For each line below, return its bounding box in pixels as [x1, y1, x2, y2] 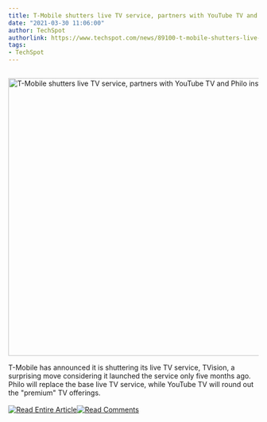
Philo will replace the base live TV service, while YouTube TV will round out [8, 380, 254, 389]
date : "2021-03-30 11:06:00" [8, 19, 105, 27]
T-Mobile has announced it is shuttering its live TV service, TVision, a [8, 363, 235, 372]
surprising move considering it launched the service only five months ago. [8, 371, 252, 381]
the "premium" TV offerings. [8, 388, 101, 397]
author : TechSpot [8, 26, 66, 34]
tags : [8, 41, 26, 49]
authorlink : [8, 33, 48, 42]
